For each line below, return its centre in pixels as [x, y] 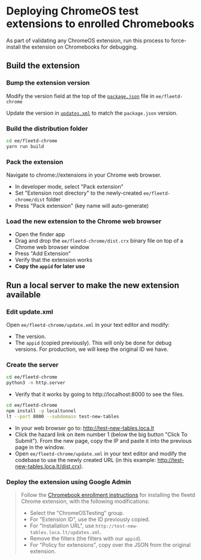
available [23, 295]
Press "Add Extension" [43, 254]
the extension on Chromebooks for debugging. [80, 47]
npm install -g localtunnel [41, 411]
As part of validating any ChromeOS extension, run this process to [88, 40]
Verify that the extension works [54, 260]
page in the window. [40, 447]
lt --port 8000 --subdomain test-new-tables [63, 416]
